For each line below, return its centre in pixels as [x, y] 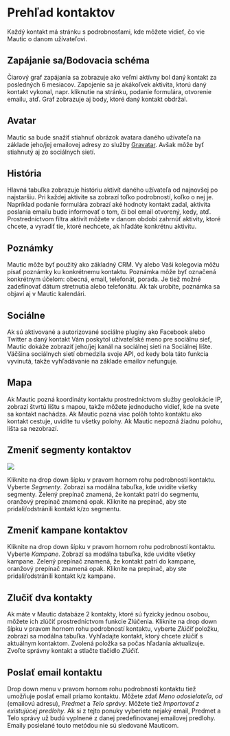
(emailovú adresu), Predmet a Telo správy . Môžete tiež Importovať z [103, 704]
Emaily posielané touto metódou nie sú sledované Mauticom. [93, 726]
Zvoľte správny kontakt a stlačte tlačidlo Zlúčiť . [73, 651]
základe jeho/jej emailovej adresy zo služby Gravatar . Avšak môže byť [106, 144]
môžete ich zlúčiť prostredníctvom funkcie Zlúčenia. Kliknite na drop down [112, 622]
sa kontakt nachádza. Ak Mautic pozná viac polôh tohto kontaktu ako [105, 414]
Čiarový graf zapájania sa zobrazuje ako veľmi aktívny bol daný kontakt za [112, 77]
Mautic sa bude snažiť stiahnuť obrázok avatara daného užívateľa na [104, 137]
